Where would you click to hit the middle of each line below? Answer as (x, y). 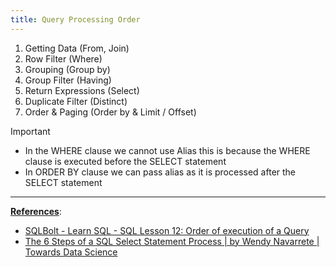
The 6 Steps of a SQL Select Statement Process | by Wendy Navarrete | (172, 241)
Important (30, 131)
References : (36, 211)
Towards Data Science (71, 252)
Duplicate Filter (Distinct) (76, 101)
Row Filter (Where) (63, 58)
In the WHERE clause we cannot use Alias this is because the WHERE (167, 150)
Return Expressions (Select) (82, 90)
